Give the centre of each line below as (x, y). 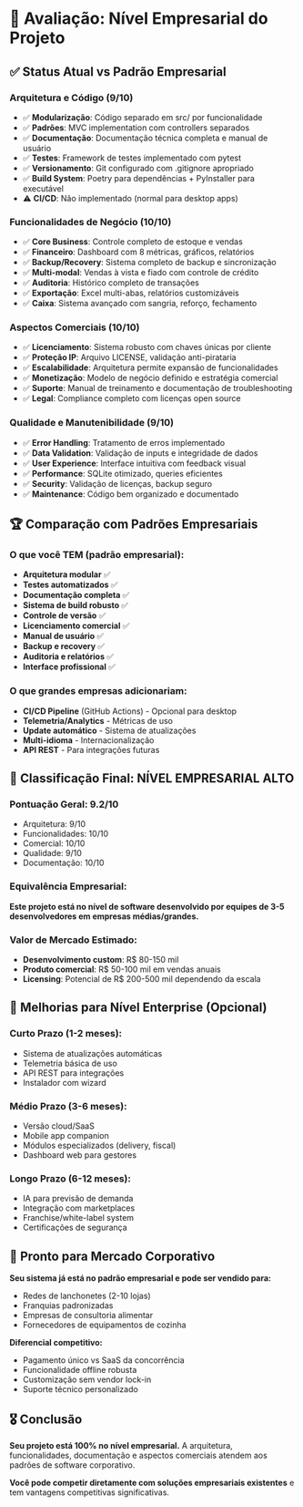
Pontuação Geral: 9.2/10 (64, 804)
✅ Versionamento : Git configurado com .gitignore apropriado (138, 168)
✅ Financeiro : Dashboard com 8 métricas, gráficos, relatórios (138, 252)
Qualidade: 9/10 (52, 853)
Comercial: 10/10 (54, 843)
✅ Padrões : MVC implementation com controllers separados (136, 128)
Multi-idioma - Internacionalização (88, 740)
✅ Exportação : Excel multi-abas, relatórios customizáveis (131, 293)
